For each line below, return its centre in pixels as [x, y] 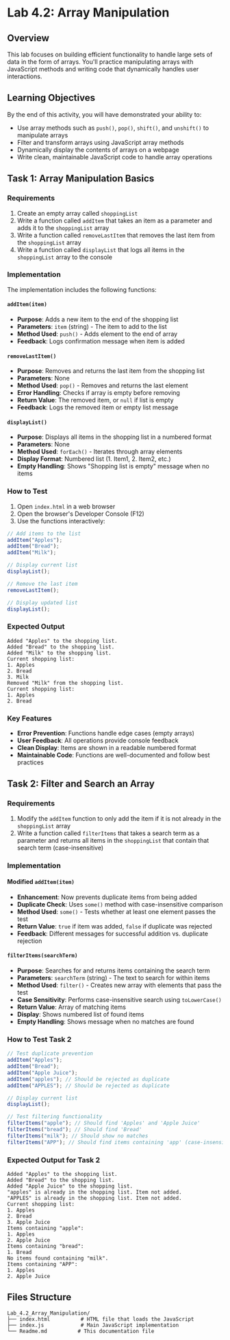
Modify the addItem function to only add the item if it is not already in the [119, 818]
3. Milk [18, 677]
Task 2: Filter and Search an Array [81, 784]
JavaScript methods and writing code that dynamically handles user [103, 69]
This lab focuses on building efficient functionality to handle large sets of [110, 54]
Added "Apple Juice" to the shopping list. [70, 1186]
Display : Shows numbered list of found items [80, 1014]
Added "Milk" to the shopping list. [59, 653]
